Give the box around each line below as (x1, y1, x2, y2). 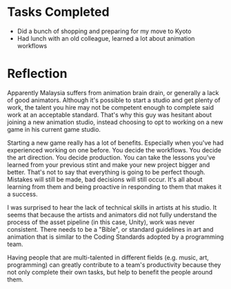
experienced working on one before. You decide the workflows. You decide (7, 146, 222, 154)
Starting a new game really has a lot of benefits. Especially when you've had (7, 139, 224, 147)
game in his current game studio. (7, 125, 101, 133)
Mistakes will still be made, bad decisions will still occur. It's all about (7, 175, 203, 183)
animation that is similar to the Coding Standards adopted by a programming (7, 232, 224, 241)
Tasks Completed (7, 4, 110, 20)
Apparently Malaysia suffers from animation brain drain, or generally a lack (7, 88, 219, 97)
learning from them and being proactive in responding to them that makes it (7, 182, 222, 190)
